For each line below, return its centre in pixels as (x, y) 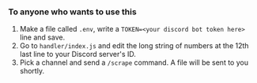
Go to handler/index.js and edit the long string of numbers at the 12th (134, 46)
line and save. (42, 37)
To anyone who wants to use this (72, 12)
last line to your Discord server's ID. (78, 55)
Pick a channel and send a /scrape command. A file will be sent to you (134, 62)
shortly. (32, 71)
